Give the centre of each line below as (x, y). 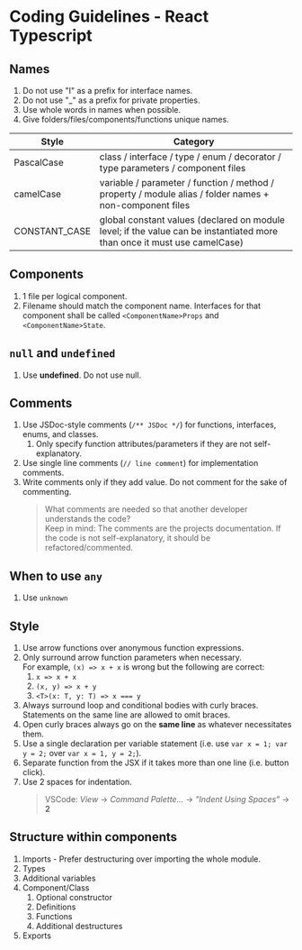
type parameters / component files (173, 168)
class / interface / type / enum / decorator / (190, 157)
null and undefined (62, 353)
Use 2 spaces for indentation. (77, 782)
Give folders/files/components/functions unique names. (125, 119)
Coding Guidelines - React (109, 17)
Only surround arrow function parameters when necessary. (132, 658)
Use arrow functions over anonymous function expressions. (133, 648)
